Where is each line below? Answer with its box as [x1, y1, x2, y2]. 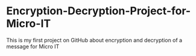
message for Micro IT [6, 43, 60, 50]
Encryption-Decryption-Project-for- [6, 4, 191, 18]
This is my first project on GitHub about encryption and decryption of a [6, 36, 183, 43]
